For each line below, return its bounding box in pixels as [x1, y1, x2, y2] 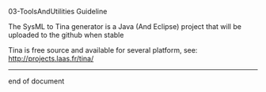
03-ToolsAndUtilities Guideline [8, 7, 108, 16]
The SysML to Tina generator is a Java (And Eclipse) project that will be [8, 22, 241, 31]
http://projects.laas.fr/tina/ [8, 54, 94, 63]
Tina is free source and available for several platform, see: [8, 46, 198, 54]
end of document [8, 76, 65, 86]
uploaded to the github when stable [8, 31, 124, 39]
